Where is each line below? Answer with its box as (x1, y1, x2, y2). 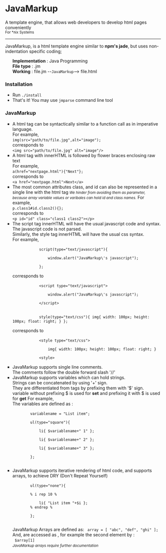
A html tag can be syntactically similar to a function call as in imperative (12, 121, 158, 127)
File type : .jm (12, 63, 41, 69)
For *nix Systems (5, 30, 35, 35)
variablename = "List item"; (30, 411, 90, 416)
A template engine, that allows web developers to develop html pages (5, 19, 147, 25)
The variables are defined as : (12, 401, 73, 407)
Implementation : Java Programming (12, 58, 88, 64)
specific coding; (29, 48, 62, 54)
